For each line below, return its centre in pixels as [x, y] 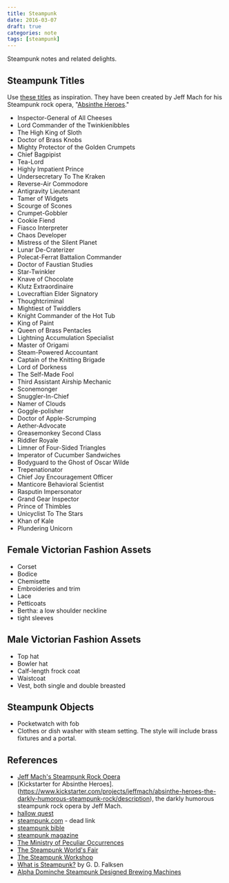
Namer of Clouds [41, 404]
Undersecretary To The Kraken [61, 176]
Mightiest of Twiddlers [49, 308]
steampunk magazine [48, 835]
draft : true [24, 26]
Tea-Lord [30, 161]
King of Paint [36, 323]
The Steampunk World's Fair [58, 850]
